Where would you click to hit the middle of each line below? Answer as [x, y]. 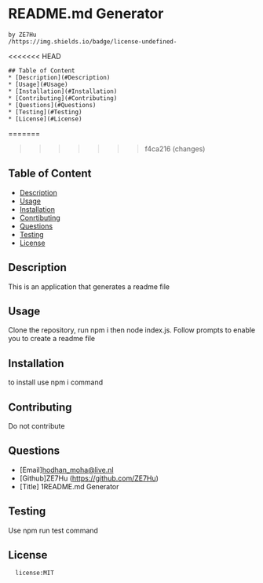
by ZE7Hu [22, 35]
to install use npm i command [56, 382]
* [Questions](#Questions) [52, 105]
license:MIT [35, 573]
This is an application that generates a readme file [89, 286]
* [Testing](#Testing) [45, 112]
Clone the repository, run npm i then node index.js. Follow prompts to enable [132, 330]
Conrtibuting [40, 217]
